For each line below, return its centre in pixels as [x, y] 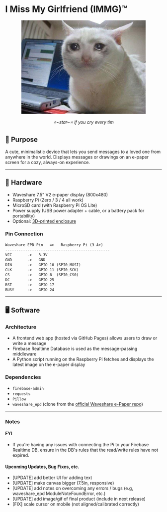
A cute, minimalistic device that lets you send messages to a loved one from [83, 152]
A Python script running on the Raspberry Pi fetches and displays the [83, 359]
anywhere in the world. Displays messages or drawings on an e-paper [77, 157]
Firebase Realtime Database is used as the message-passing [75, 348]
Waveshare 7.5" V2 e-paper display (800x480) [60, 194]
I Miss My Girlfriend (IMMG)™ [66, 9]
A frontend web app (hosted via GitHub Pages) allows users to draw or [85, 338]
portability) [24, 216]
